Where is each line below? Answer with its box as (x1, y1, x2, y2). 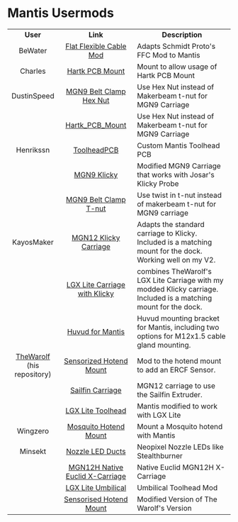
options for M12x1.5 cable (137, 331, 226, 341)
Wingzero (16, 426, 50, 435)
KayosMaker (11, 237, 55, 247)
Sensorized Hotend (63, 356, 128, 366)
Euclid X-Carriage (65, 471, 126, 481)
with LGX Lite (137, 410, 181, 420)
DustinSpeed (11, 91, 55, 101)
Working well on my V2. (137, 255, 216, 265)
